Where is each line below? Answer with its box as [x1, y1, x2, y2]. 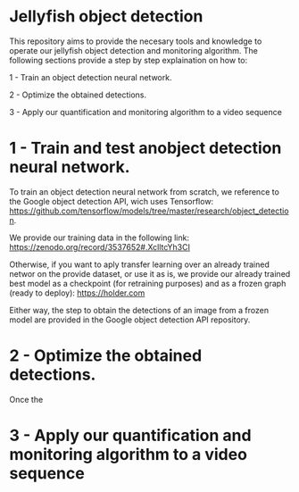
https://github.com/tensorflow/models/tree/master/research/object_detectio [9, 205, 289, 216]
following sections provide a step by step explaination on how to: [9, 54, 248, 65]
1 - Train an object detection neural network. [9, 71, 172, 82]
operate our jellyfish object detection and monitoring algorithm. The [9, 45, 259, 55]
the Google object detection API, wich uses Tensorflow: [9, 196, 214, 206]
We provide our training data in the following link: [9, 232, 190, 243]
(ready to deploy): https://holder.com [9, 288, 145, 298]
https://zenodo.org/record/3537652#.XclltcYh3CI [9, 241, 190, 252]
